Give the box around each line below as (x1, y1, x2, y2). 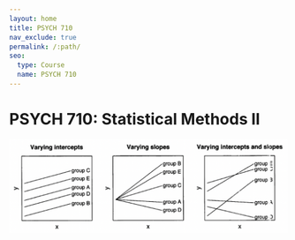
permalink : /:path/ (9, 42, 81, 51)
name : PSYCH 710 (17, 71, 77, 79)
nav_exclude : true (9, 33, 77, 41)
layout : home (9, 14, 57, 23)
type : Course (17, 61, 65, 70)
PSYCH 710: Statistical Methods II (9, 109, 261, 130)
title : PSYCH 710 (9, 23, 73, 33)
